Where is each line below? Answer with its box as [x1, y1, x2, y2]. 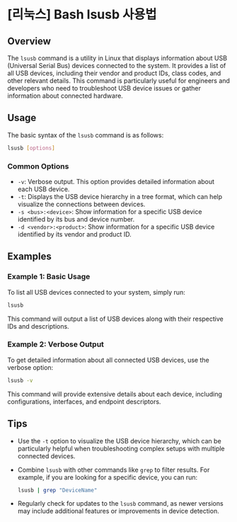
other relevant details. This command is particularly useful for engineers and [7, 76, 230, 85]
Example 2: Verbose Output [7, 339, 105, 349]
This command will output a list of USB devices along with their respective [7, 314, 224, 323]
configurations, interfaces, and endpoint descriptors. [7, 397, 161, 406]
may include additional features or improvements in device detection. [17, 507, 219, 516]
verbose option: [7, 363, 54, 372]
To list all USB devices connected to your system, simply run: [7, 288, 185, 296]
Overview [7, 35, 52, 47]
